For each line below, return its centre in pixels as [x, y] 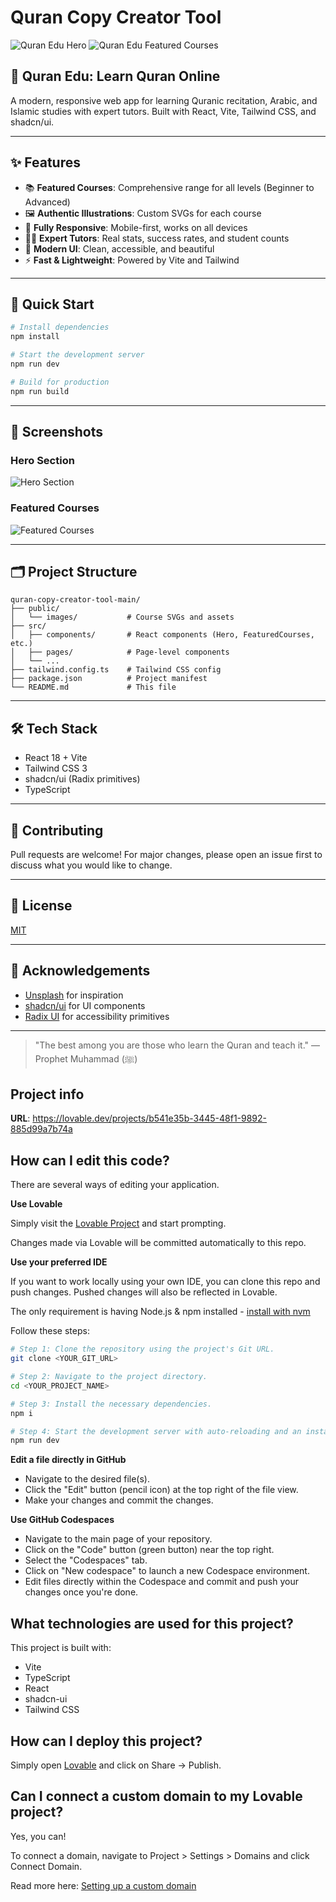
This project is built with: [61, 1648]
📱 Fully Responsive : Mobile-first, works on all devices [136, 227]
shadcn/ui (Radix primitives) [82, 779]
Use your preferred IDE [59, 1262]
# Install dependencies [60, 327]
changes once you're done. [81, 1592]
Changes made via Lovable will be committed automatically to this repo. [158, 1243]
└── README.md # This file [93, 687]
